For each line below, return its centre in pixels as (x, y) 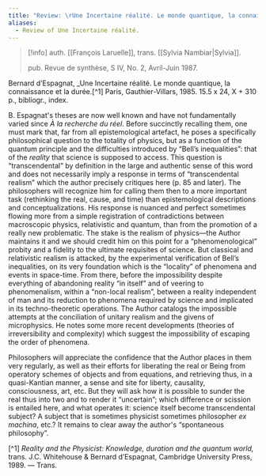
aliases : (23, 23)
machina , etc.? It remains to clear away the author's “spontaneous (116, 425)
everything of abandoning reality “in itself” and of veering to (106, 283)
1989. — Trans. (33, 465)
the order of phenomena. (49, 342)
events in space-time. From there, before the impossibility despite (116, 275)
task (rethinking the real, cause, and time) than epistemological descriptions (132, 199)
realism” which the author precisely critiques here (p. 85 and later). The (125, 183)
